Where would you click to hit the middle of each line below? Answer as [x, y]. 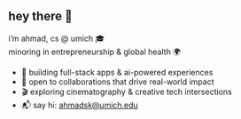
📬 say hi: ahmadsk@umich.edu [79, 105]
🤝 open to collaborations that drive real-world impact [117, 82]
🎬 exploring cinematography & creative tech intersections [126, 91]
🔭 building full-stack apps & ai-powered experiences [117, 72]
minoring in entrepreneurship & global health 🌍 [95, 52]
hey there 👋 [40, 16]
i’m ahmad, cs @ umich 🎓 [57, 38]
